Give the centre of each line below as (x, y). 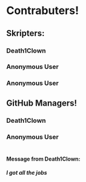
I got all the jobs (27, 173)
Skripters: (25, 33)
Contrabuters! (43, 11)
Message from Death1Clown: (43, 159)
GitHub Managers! (42, 103)
